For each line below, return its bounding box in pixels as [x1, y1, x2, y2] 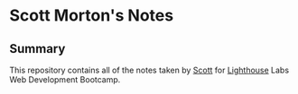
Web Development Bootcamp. [9, 74, 121, 85]
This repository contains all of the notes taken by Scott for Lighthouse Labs [9, 64, 290, 75]
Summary [9, 41, 66, 56]
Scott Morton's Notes [9, 5, 174, 26]
